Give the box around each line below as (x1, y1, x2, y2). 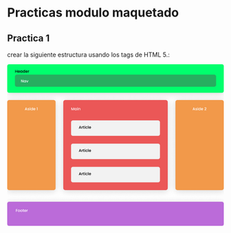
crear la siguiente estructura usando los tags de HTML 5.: (7, 50, 170, 59)
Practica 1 (7, 32, 50, 44)
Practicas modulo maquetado (7, 5, 179, 21)
